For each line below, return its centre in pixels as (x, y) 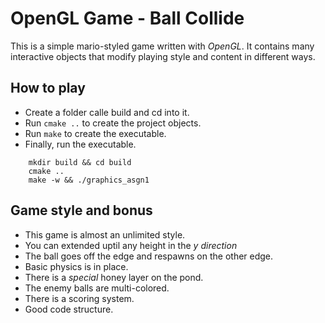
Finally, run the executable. (80, 144)
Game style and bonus (81, 210)
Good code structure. (69, 309)
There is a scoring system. (79, 298)
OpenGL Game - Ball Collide (127, 18)
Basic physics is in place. (76, 266)
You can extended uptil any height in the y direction (131, 245)
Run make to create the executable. (95, 133)
